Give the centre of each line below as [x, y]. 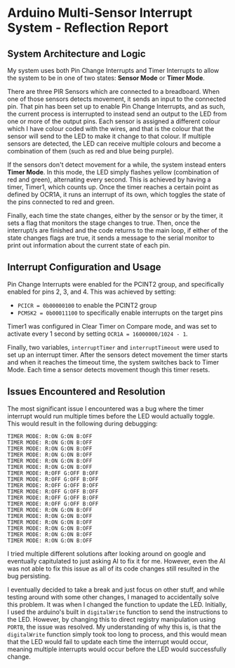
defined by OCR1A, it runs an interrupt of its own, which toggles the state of [116, 195]
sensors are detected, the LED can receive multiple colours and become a [114, 144]
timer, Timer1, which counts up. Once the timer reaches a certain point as [113, 187]
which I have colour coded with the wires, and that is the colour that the [111, 129]
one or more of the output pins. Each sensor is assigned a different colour [114, 121]
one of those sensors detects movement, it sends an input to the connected [117, 99]
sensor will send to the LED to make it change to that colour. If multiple [109, 136]
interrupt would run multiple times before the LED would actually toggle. [111, 416]
